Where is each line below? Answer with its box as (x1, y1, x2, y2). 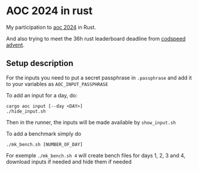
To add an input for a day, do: (6, 91, 78, 98)
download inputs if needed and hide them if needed (6, 158, 131, 165)
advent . (6, 41, 25, 48)
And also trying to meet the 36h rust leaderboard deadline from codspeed (6, 35, 186, 42)
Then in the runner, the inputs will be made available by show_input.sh (6, 119, 176, 126)
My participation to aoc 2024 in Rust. (6, 24, 96, 31)
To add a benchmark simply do (6, 130, 81, 137)
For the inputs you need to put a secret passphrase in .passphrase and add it (6, 74, 192, 81)
